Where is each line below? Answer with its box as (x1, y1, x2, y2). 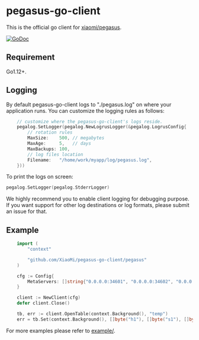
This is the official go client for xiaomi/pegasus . (6, 24, 122, 31)
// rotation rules (27, 129, 73, 135)
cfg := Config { (17, 273, 54, 279)
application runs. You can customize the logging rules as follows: (6, 107, 165, 114)
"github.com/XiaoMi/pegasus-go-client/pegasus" (27, 257, 147, 263)
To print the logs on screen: (6, 173, 73, 180)
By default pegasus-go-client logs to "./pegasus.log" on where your (6, 101, 172, 108)
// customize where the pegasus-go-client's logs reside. (17, 118, 163, 125)
